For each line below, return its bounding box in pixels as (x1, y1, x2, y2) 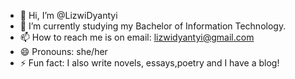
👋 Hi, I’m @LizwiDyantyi (19, 10, 118, 21)
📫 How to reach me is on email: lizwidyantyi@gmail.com (19, 31, 255, 43)
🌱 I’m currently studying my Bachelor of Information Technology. (19, 20, 287, 32)
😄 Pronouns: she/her (19, 46, 108, 57)
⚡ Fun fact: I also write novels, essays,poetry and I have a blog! (19, 57, 280, 69)
